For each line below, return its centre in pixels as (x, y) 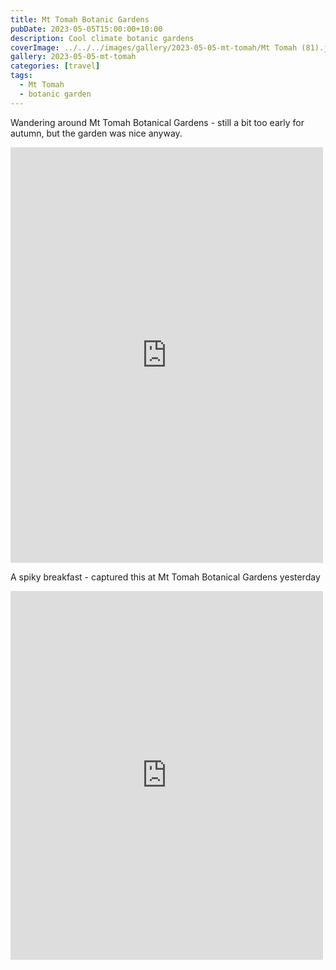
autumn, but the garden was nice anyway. (96, 133)
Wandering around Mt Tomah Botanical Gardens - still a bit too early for (157, 122)
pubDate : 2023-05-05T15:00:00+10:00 (86, 29)
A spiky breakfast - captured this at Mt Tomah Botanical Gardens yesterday (165, 577)
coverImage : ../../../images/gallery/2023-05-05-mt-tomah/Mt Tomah (154, 47)
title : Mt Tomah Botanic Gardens (80, 19)
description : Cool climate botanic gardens (102, 38)
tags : (21, 76)
